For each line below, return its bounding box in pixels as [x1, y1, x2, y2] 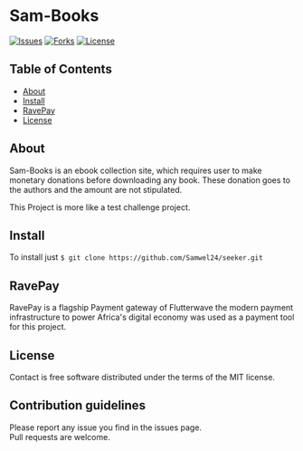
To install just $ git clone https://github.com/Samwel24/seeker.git [9, 252, 264, 263]
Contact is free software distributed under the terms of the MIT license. [9, 372, 276, 382]
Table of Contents [9, 62, 113, 77]
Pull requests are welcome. [9, 431, 110, 442]
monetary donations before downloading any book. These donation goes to [9, 174, 291, 186]
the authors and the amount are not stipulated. [9, 184, 183, 195]
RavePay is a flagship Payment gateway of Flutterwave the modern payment [9, 302, 294, 313]
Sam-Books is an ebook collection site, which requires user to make [9, 165, 262, 176]
